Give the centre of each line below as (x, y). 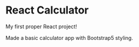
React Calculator (47, 10)
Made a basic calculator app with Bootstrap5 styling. (69, 38)
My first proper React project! (41, 26)
